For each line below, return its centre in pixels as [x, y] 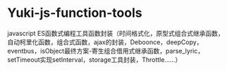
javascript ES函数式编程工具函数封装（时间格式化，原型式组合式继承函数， [116, 33]
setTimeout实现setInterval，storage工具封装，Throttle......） [94, 59]
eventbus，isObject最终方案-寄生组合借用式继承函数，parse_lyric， [106, 51]
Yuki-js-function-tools [75, 13]
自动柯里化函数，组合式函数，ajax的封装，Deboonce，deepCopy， [105, 42]
